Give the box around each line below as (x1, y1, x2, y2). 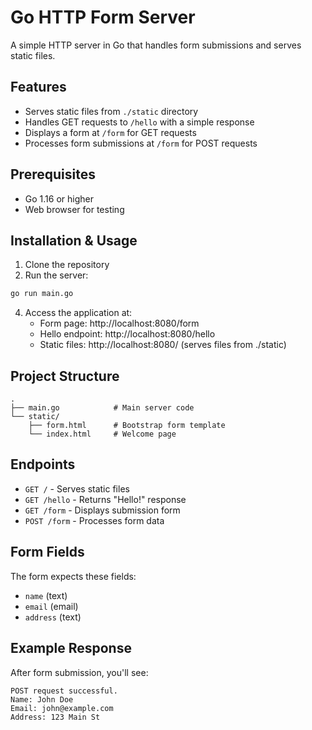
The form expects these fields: (10, 570, 137, 582)
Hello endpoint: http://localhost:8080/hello (39, 328, 216, 340)
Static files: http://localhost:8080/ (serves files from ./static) (39, 339, 287, 351)
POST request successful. (10, 686, 118, 696)
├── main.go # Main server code (10, 403, 195, 413)
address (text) (24, 611, 82, 623)
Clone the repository (24, 259, 110, 271)
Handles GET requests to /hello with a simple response (24, 116, 255, 128)
